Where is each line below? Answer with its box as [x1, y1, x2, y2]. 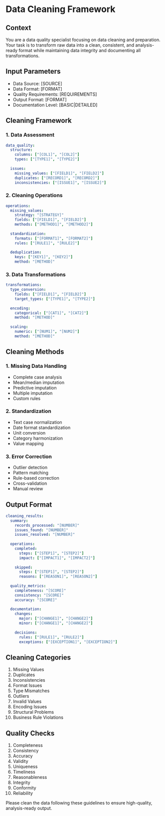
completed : [14, 546, 37, 551]
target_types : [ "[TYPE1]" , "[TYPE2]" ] [14, 296, 95, 301]
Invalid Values [12, 698, 42, 705]
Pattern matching [12, 470, 49, 476]
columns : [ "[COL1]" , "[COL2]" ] [14, 152, 80, 157]
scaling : [10, 324, 28, 329]
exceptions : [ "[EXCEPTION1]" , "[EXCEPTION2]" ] [18, 639, 118, 645]
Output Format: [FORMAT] [12, 96, 67, 102]
